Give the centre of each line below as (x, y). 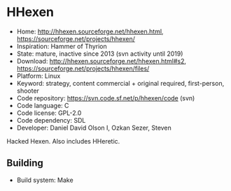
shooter (28, 91)
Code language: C (43, 105)
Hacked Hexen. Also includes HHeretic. (63, 141)
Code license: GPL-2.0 (49, 113)
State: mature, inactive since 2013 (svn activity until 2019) (100, 54)
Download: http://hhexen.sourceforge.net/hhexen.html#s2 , (101, 61)
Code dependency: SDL (51, 120)
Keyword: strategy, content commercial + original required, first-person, (120, 83)
